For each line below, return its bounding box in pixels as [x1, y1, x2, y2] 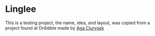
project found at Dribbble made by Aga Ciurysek [5, 25, 104, 31]
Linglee [5, 3, 36, 15]
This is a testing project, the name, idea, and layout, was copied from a [5, 20, 150, 26]
